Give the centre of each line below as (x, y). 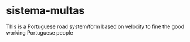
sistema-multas (45, 11)
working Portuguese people (40, 32)
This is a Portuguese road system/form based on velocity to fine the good (95, 26)
